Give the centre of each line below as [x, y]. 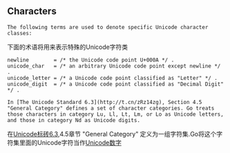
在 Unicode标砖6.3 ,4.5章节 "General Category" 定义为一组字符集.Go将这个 [112, 134]
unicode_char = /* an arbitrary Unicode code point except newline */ [114, 66]
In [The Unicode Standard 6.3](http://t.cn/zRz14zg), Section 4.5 [105, 102]
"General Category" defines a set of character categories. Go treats [111, 108]
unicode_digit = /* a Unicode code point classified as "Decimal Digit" [116, 84]
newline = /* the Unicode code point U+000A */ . [91, 60]
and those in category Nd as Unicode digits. [74, 120]
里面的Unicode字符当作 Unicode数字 [70, 142]
